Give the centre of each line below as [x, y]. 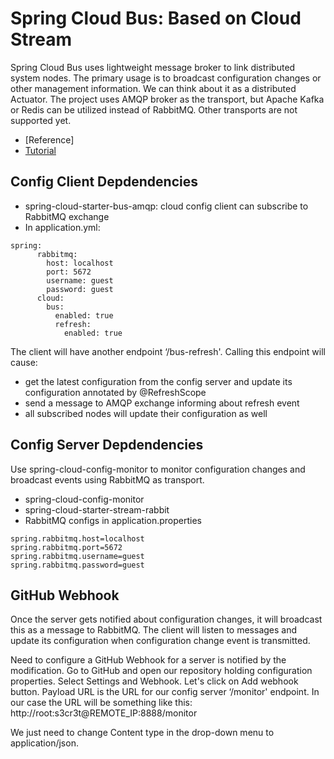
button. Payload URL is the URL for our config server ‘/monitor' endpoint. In [165, 692]
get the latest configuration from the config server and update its [158, 381]
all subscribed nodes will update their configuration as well [146, 413]
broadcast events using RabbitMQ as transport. [107, 479]
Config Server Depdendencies [107, 445]
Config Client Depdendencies [104, 182]
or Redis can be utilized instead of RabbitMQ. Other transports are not [154, 109]
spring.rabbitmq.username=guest [77, 556]
